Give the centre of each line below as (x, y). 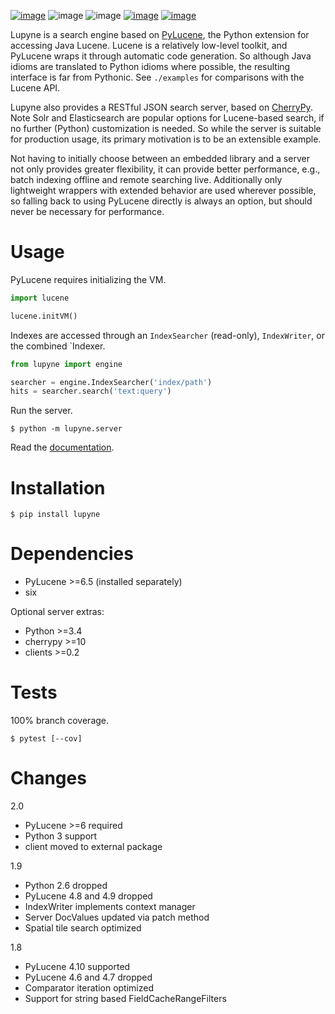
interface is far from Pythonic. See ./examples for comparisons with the (157, 77)
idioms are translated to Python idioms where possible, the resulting (150, 66)
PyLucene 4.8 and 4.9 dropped (88, 896)
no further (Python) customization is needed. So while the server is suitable (166, 128)
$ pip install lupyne (55, 515)
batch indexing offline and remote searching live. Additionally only (146, 179)
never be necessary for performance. (87, 211)
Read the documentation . (62, 447)
